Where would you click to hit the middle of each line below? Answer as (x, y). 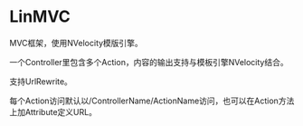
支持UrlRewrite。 (41, 81)
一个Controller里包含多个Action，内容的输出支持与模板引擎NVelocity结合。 (149, 62)
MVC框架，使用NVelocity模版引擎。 (76, 43)
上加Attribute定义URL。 (53, 111)
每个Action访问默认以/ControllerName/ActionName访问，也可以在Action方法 (152, 101)
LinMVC (40, 17)
